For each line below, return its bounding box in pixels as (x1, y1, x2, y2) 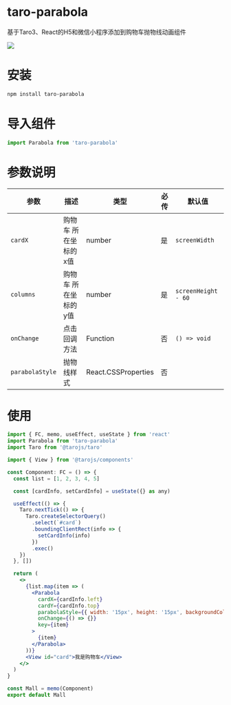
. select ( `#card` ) (32, 520, 81, 527)
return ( (13, 570, 38, 578)
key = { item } (37, 622, 69, 629)
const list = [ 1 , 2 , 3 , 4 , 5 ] (13, 475, 100, 482)
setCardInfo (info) (37, 532, 91, 539)
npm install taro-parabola (7, 90, 85, 97)
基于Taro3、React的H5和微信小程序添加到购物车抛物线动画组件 (7, 28, 187, 36)
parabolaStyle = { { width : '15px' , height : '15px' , (37, 609, 184, 615)
